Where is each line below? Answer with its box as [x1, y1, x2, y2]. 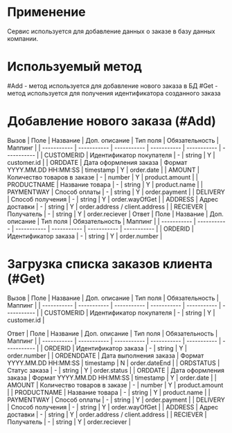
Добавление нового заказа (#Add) [7, 114, 216, 129]
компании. [7, 34, 39, 42]
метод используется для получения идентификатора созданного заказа [7, 89, 221, 97]
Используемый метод [7, 59, 142, 75]
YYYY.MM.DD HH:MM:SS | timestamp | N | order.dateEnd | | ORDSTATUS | [7, 358, 220, 367]
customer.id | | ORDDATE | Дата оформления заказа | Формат [7, 158, 188, 166]
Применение [7, 4, 86, 20]
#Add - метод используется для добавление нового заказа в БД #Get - [7, 81, 218, 90]
